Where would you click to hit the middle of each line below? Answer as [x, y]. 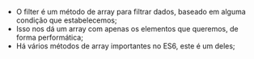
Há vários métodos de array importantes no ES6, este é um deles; [126, 46]
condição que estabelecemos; [66, 20]
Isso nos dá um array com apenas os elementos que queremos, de [127, 29]
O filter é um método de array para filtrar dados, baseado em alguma [131, 12]
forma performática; [49, 37]
